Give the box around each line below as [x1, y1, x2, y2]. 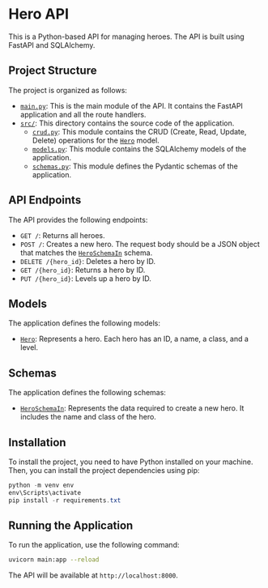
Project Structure [8, 64, 97, 78]
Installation [8, 435, 66, 450]
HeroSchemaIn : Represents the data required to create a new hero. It [19, 403, 245, 413]
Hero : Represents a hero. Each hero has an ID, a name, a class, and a [19, 334, 249, 344]
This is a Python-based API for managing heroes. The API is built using [8, 32, 245, 41]
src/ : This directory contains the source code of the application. [19, 118, 235, 128]
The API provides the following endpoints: [8, 215, 148, 224]
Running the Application [8, 519, 134, 533]
